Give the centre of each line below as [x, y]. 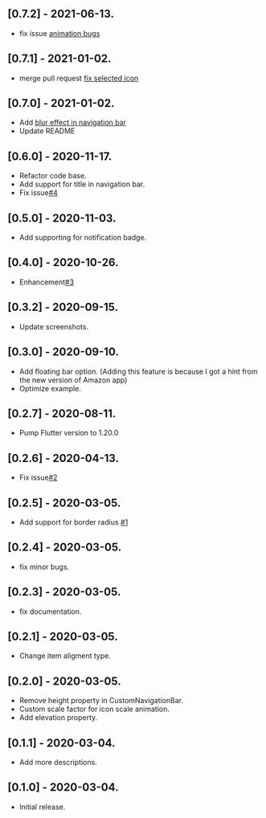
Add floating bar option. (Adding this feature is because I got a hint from [138, 371]
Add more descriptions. [58, 762]
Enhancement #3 [46, 282]
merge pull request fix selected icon [79, 78]
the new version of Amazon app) [73, 380]
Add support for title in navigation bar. [82, 184]
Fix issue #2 [38, 477]
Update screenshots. [54, 326]
